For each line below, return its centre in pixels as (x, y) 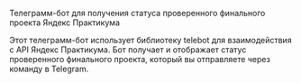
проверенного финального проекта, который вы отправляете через (140, 59)
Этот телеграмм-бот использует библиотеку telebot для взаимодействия (150, 40)
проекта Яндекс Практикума (64, 23)
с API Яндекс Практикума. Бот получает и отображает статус (128, 50)
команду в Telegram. (49, 69)
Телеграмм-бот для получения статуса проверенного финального (137, 13)
